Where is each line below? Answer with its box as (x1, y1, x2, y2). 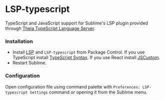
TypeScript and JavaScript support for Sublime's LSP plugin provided (5, 20, 148, 26)
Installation (5, 37, 33, 44)
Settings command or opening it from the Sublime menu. (29, 89, 147, 95)
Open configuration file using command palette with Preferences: (5, 83, 140, 89)
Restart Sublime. (12, 60, 46, 66)
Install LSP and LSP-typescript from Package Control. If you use (12, 49, 145, 55)
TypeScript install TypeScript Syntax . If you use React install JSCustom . (12, 54, 160, 60)
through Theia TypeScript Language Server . (5, 25, 95, 31)
